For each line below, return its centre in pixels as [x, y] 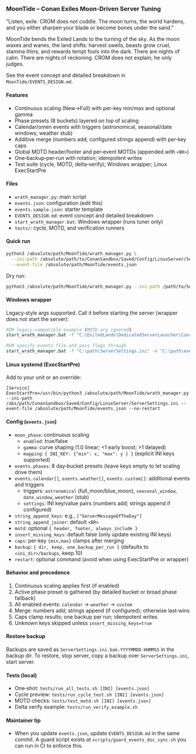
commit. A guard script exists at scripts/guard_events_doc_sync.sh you [100, 739]
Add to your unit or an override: [44, 377]
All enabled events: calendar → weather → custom [73, 604]
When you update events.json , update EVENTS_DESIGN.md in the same [97, 733]
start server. [21, 661]
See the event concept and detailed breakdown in [66, 76]
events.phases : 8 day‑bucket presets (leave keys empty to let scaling [97, 466]
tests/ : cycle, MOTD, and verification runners [69, 228]
